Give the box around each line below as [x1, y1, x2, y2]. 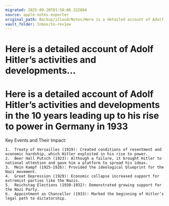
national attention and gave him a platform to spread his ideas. [5, 160, 148, 165]
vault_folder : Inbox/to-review [5, 21, 71, 27]
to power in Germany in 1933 [5, 120, 128, 132]
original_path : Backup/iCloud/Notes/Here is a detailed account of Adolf [5, 17, 164, 22]
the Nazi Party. [5, 187, 39, 192]
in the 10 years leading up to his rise [5, 110, 159, 121]
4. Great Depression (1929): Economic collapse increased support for [5, 174, 159, 179]
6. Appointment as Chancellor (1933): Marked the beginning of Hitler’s [5, 191, 164, 197]
